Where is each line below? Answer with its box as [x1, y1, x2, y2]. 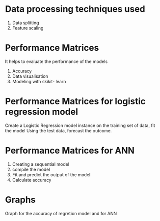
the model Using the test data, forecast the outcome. [5, 127, 112, 133]
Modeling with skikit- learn [12, 78, 66, 84]
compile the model [12, 166, 50, 172]
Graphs [5, 194, 36, 205]
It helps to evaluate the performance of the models [5, 58, 108, 64]
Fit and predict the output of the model [12, 171, 91, 178]
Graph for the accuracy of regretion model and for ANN [5, 210, 117, 216]
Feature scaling [12, 25, 44, 31]
